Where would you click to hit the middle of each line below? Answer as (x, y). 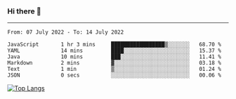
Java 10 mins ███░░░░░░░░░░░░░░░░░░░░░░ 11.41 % (114, 57)
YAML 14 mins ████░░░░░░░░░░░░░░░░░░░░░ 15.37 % (114, 51)
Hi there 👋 (25, 11)
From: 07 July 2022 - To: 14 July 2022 (66, 32)
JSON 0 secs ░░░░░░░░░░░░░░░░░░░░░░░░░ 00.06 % (114, 75)
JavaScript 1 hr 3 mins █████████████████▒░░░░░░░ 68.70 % (114, 45)
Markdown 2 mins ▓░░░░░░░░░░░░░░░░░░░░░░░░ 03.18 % (114, 63)
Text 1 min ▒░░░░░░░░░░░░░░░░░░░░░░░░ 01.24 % (114, 70)
